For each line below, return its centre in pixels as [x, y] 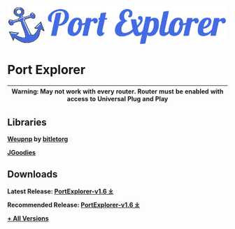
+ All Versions [28, 218]
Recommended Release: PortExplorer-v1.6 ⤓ [74, 205]
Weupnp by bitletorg [38, 139]
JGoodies [22, 152]
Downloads [33, 174]
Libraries [27, 122]
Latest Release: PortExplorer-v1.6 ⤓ [60, 191]
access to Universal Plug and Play [117, 98]
